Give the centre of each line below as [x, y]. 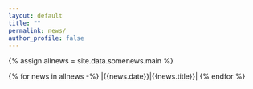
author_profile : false [46, 38]
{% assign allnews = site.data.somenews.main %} [91, 61]
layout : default [35, 16]
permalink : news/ [37, 30]
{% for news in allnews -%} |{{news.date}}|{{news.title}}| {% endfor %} [127, 76]
